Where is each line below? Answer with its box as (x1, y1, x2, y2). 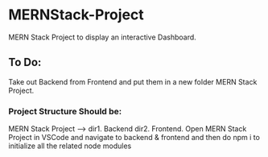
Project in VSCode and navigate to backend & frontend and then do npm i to (8, 133, 260, 143)
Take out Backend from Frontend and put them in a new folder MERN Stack (8, 76, 258, 86)
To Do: (8, 56, 42, 69)
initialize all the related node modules (8, 141, 132, 151)
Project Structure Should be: (8, 105, 122, 117)
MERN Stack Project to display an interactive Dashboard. (8, 32, 197, 42)
